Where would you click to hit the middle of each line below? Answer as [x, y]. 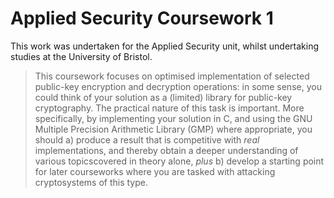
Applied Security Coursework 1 [142, 18]
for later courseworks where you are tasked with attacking [155, 171]
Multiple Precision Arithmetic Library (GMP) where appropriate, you [173, 129]
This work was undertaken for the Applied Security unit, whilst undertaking [165, 46]
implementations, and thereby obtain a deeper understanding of [166, 150]
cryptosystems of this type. [91, 182]
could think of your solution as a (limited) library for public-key [163, 97]
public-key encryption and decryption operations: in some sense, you [178, 86]
